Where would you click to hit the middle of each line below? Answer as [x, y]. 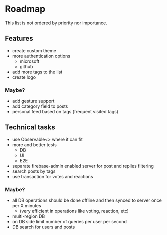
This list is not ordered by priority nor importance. [56, 23]
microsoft [30, 61]
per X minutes [27, 206]
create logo [24, 77]
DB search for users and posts [44, 227]
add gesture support [33, 101]
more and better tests [35, 145]
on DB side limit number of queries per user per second [70, 222]
